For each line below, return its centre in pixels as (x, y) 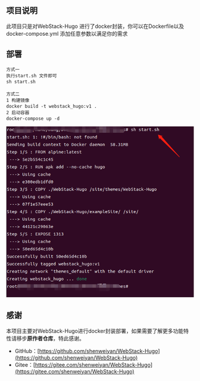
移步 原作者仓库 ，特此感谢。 (50, 338)
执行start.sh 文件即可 (32, 76)
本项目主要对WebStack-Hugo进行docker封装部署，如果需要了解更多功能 (95, 331)
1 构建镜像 (18, 100)
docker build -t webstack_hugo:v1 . (51, 106)
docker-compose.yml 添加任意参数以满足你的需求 (67, 33)
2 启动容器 (18, 113)
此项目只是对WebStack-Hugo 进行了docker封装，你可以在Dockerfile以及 (95, 26)
